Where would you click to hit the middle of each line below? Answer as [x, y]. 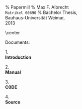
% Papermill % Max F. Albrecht [37, 7]
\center [13, 33]
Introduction [18, 57]
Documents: [18, 42]
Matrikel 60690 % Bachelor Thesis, [41, 12]
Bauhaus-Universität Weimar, [35, 18]
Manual [13, 72]
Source [13, 102]
